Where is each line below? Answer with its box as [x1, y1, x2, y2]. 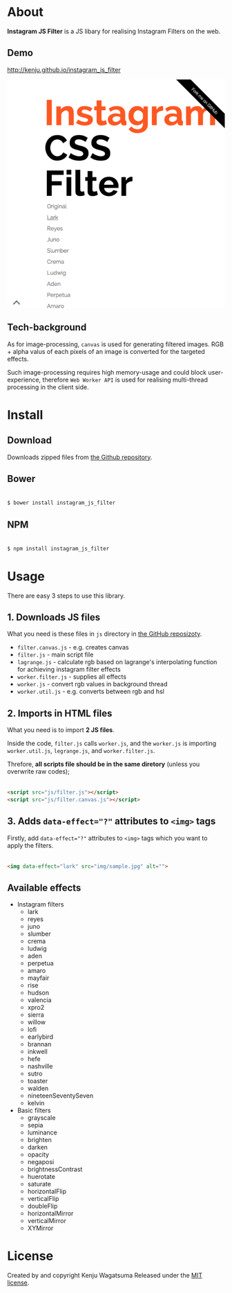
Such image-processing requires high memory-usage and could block [7, 368, 207, 376]
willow [27, 1018, 46, 1026]
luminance [27, 1128, 57, 1136]
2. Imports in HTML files [7, 707, 113, 719]
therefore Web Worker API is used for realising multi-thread [42, 375, 209, 384]
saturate [27, 1180, 52, 1188]
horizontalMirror [27, 1209, 74, 1218]
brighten [27, 1136, 52, 1144]
